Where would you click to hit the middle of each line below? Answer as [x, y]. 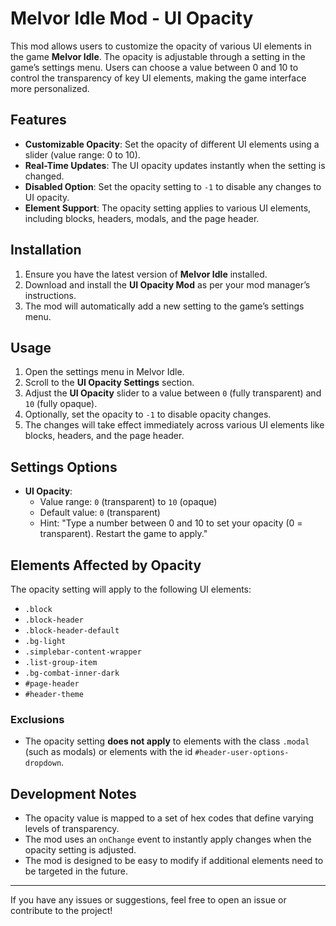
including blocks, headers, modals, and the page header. [142, 218]
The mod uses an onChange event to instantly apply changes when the [168, 839]
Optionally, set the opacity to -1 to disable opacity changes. [148, 414]
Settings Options [64, 467]
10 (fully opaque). [61, 404]
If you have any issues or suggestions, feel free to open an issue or [148, 900]
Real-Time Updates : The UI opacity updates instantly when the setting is [175, 165]
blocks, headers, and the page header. [104, 436]
